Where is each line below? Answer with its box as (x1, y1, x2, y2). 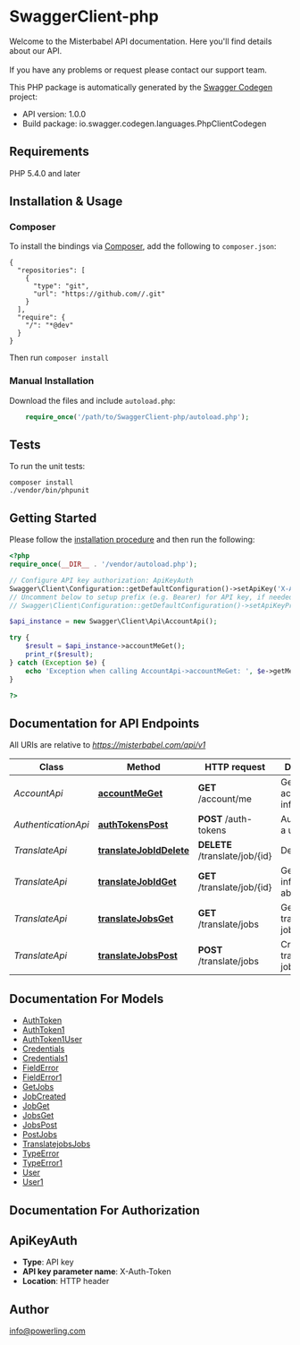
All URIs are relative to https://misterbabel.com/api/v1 (9, 740, 206, 750)
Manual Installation (9, 374, 95, 387)
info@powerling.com (9, 1325, 87, 1336)
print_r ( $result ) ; (25, 650, 94, 659)
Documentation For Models (9, 991, 164, 1007)
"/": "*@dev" (25, 321, 74, 330)
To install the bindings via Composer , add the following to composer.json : (9, 241, 277, 252)
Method (126, 761, 161, 774)
